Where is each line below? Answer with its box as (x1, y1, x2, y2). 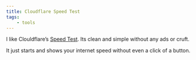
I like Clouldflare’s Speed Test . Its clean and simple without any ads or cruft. (6, 36, 190, 43)
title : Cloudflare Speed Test (6, 8, 81, 15)
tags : (6, 14, 19, 20)
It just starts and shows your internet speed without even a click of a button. (6, 47, 191, 54)
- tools (16, 19, 35, 25)
